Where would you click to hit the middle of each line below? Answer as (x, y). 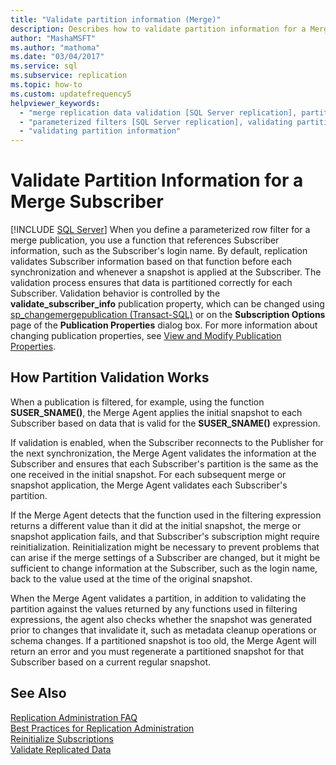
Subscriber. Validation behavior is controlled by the (115, 293)
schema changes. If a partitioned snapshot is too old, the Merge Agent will (163, 640)
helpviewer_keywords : (55, 103)
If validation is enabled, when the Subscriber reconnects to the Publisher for (167, 442)
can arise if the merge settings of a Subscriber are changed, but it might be (165, 557)
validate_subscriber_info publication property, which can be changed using (167, 304)
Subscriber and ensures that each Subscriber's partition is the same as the (164, 463)
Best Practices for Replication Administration (102, 728)
